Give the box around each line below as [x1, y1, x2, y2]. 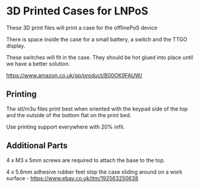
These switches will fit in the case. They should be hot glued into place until [6, 53, 194, 61]
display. [6, 42, 26, 49]
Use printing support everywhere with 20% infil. [6, 123, 125, 130]
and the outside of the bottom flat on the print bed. [6, 111, 132, 118]
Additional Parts [6, 141, 68, 151]
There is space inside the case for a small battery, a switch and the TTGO [6, 35, 188, 43]
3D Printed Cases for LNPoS [6, 4, 149, 18]
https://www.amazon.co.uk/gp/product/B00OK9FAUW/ [6, 71, 143, 79]
